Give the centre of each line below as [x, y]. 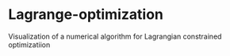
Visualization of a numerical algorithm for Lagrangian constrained [115, 36]
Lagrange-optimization [86, 15]
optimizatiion [29, 44]
